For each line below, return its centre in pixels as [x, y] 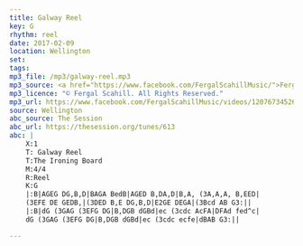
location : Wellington [50, 52]
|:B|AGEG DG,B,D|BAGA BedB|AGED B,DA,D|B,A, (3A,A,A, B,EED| [142, 194]
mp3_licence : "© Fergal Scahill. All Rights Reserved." [116, 93]
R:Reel [38, 177]
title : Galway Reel [46, 18]
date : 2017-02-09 [42, 43]
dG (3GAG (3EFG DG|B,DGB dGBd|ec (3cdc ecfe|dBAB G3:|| [133, 219]
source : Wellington [46, 110]
